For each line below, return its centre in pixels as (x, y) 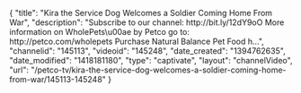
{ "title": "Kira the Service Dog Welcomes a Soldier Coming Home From (141, 13)
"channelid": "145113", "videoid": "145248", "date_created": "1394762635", (147, 51)
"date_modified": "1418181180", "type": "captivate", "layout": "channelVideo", (151, 60)
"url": (19, 70)
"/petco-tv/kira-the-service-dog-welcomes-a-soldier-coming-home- (159, 70)
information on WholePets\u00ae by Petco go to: (100, 32)
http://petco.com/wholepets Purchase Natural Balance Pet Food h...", (137, 41)
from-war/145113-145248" (58, 79)
